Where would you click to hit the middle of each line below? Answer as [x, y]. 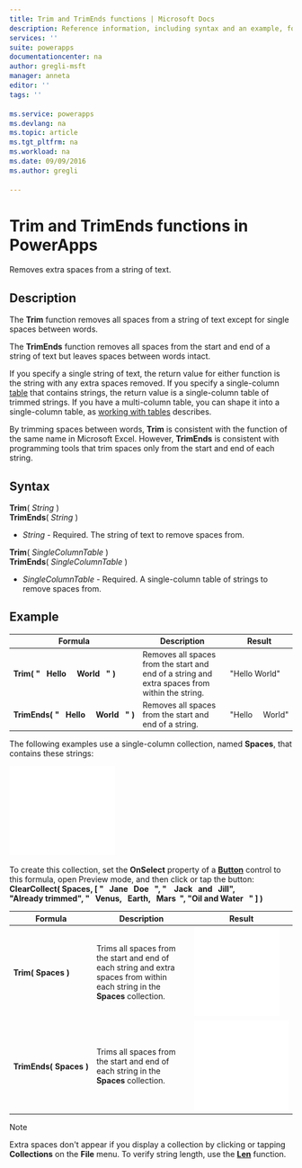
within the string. [173, 692]
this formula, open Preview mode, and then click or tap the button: [132, 879]
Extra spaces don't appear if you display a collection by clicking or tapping [147, 1144]
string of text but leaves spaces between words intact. [110, 356]
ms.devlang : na [38, 123]
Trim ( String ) [35, 508]
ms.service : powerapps [52, 114]
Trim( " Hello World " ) [65, 673]
